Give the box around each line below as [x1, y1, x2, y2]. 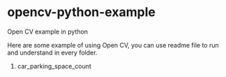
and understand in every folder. [7, 48, 98, 57]
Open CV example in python [7, 27, 89, 36]
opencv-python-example [7, 4, 156, 20]
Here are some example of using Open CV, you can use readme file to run [7, 41, 220, 49]
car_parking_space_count [17, 62, 92, 70]
